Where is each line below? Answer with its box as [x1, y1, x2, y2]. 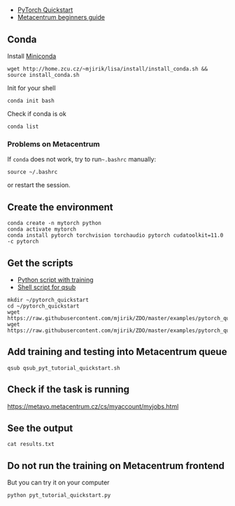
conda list [7, 123, 39, 130]
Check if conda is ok [7, 110, 66, 117]
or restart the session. [7, 181, 71, 189]
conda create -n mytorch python [7, 219, 101, 227]
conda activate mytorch [7, 226, 77, 233]
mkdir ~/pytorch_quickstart [7, 296, 90, 303]
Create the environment [7, 201, 113, 213]
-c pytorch [7, 238, 39, 245]
